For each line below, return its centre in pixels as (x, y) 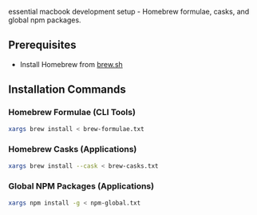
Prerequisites (42, 45)
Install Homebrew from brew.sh (71, 64)
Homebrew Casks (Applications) (73, 149)
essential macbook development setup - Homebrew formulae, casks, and (129, 12)
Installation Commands (67, 90)
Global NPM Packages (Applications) (81, 186)
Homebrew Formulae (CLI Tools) (72, 113)
